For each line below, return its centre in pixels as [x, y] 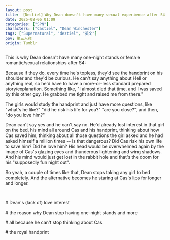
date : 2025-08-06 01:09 [30, 19]
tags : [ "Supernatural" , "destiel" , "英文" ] [51, 33]
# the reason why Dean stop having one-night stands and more [72, 212]
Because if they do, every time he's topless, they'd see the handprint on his [84, 73]
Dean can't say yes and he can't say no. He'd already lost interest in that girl [85, 124]
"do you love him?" [25, 115]
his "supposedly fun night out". [38, 162]
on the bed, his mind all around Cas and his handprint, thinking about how [82, 130]
